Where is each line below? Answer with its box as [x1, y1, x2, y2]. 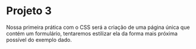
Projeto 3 [6, 4, 52, 18]
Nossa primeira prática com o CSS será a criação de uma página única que [6, 24, 190, 31]
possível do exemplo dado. [6, 36, 72, 43]
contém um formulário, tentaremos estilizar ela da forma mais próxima [6, 30, 178, 37]
